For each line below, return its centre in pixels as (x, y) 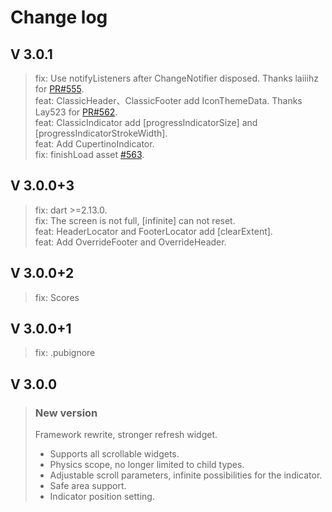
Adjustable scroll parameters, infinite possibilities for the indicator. (186, 475)
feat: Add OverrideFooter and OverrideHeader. (130, 242)
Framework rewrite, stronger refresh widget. (126, 435)
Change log (59, 17)
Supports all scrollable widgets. (114, 454)
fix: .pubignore (65, 353)
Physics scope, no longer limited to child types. (147, 465)
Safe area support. (88, 486)
